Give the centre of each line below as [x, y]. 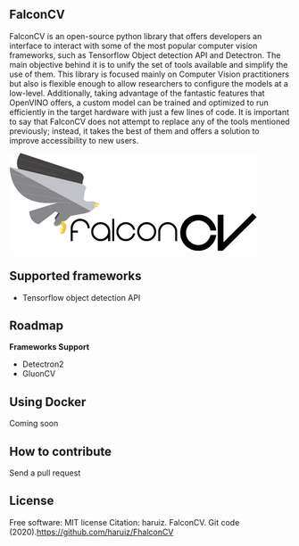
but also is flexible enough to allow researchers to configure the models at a [149, 83]
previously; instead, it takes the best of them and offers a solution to [134, 131]
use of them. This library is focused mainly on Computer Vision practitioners [149, 74]
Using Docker [48, 402]
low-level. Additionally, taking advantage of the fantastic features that [137, 93]
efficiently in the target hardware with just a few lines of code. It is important [149, 112]
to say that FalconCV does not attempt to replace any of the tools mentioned [149, 121]
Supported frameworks [75, 276]
